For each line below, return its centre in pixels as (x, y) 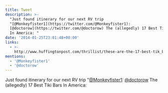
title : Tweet (19, 10)
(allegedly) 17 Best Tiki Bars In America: (46, 85)
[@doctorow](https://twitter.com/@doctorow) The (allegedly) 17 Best (83, 28)
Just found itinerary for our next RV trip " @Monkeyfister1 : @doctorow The (81, 80)
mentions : (15, 56)
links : (12, 42)
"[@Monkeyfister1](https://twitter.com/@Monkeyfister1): (70, 24)
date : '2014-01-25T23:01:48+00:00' (42, 38)
